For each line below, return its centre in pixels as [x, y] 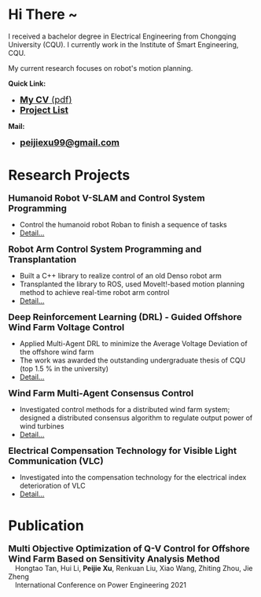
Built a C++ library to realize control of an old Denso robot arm [121, 275]
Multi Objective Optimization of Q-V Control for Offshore [129, 548]
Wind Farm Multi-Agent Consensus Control [101, 393]
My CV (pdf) [46, 99]
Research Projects [69, 175]
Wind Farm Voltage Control [66, 327]
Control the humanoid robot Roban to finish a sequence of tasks [123, 224]
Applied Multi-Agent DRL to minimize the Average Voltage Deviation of [133, 343]
